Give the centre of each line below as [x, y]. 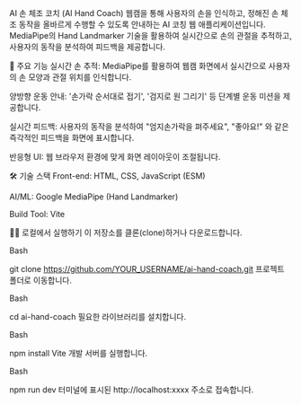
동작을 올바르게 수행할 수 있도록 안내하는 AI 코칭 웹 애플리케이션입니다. [142, 24]
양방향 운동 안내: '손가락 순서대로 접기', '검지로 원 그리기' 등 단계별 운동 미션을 [145, 96]
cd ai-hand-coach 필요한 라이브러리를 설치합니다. [98, 316]
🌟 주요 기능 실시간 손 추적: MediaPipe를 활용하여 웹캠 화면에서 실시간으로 [138, 66]
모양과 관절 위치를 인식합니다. [80, 77]
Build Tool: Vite [37, 214]
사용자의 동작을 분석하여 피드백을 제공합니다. [88, 47]
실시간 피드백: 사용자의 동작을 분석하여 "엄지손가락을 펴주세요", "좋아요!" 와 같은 [149, 127]
